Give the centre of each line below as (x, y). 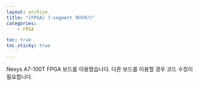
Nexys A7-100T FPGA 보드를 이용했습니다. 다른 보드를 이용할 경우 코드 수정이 (100, 69)
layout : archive (27, 12)
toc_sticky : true (28, 46)
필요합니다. (20, 77)
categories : (21, 23)
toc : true (19, 40)
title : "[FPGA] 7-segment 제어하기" (51, 18)
